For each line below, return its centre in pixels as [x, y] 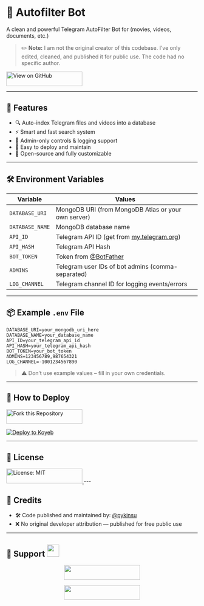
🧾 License [25, 457]
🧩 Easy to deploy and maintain [53, 147]
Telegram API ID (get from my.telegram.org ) [118, 237]
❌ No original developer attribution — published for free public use [98, 524]
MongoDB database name [93, 227]
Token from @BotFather [90, 257]
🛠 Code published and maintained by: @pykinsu [76, 515]
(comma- [164, 267]
